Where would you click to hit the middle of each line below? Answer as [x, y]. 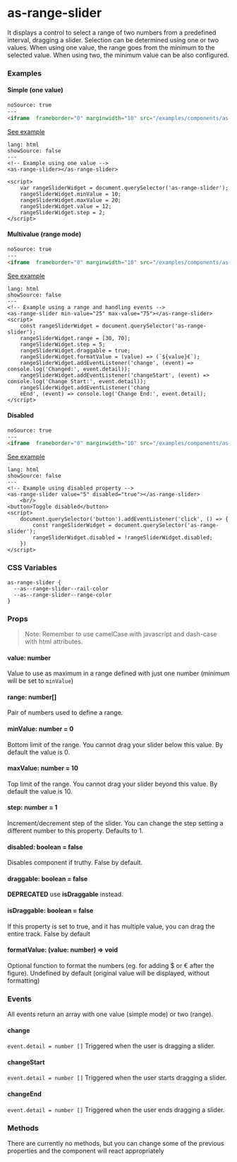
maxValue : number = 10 [43, 768]
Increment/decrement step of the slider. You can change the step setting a [115, 823]
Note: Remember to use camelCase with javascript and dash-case [121, 634]
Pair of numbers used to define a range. [65, 713]
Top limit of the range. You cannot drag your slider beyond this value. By [112, 784]
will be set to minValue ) [41, 681]
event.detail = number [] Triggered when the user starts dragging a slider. [117, 1078]
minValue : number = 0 [41, 729]
